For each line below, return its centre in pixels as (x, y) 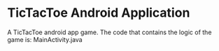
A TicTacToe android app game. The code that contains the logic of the (109, 32)
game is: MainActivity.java (45, 39)
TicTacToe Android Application (99, 13)
